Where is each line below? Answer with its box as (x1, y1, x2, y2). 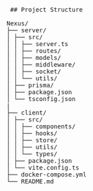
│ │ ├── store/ (6, 137, 58, 144)
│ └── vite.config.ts (6, 164, 80, 171)
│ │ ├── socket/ (6, 68, 61, 75)
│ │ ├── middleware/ (6, 61, 76, 68)
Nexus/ (6, 20, 29, 27)
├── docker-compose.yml (6, 171, 87, 178)
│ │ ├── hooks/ (6, 130, 58, 137)
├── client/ (6, 109, 47, 116)
